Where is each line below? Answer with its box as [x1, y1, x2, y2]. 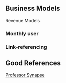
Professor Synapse [5, 72, 45, 78]
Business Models [5, 4, 60, 13]
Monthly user [5, 30, 39, 37]
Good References [5, 59, 61, 67]
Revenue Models [5, 17, 40, 23]
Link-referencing [5, 43, 47, 50]
